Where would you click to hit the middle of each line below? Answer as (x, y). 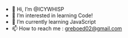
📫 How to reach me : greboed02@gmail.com (67, 28)
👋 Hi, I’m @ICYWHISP (38, 9)
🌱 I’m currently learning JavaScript (54, 22)
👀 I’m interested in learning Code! (52, 15)
